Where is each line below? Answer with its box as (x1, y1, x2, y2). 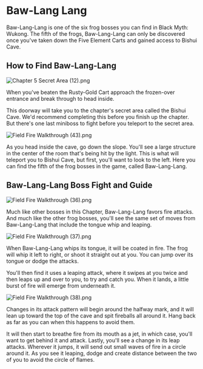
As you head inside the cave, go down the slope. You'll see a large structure (6, 143, 196, 151)
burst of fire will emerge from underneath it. (6, 282, 116, 289)
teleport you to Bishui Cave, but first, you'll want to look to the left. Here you (6, 156, 196, 163)
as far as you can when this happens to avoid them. (6, 318, 135, 325)
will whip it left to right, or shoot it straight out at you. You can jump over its (6, 251, 194, 258)
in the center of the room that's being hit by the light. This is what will (6, 149, 179, 157)
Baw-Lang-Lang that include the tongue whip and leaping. (6, 221, 152, 228)
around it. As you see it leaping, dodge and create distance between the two (6, 350, 197, 357)
